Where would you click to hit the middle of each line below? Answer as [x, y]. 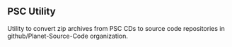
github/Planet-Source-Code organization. [68, 36]
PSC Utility [31, 12]
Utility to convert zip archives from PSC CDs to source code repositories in [116, 28]
